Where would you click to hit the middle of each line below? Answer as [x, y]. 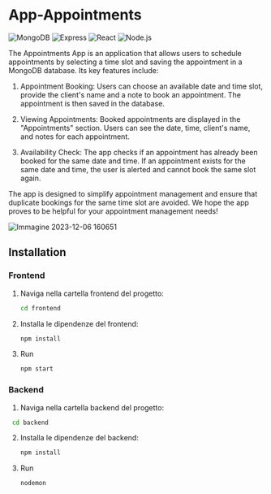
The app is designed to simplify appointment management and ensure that [133, 193]
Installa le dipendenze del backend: [80, 438]
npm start [37, 369]
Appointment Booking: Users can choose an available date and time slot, [142, 86]
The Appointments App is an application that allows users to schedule [125, 53]
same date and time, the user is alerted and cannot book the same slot [138, 169]
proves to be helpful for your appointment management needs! [113, 211]
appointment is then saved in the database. [92, 103]
